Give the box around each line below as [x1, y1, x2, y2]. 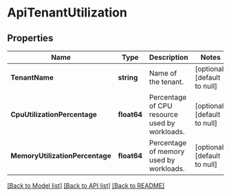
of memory [148, 146, 185, 156]
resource [148, 110, 179, 119]
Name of [148, 69, 177, 78]
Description [148, 53, 188, 62]
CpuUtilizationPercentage [10, 110, 98, 119]
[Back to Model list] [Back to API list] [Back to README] [7, 182, 165, 190]
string [118, 73, 138, 82]
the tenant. [148, 77, 184, 87]
